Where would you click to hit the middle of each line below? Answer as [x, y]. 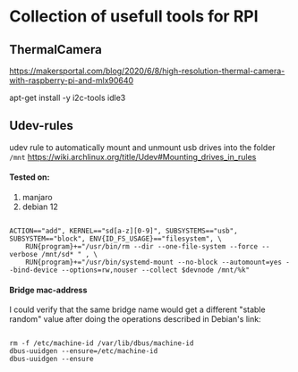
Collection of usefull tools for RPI [134, 17]
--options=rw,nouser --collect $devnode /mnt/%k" [156, 270]
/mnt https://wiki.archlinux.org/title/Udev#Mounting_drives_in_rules [133, 156]
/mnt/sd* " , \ [70, 255]
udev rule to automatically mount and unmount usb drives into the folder [142, 147]
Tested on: [30, 177]
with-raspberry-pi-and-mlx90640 [72, 80]
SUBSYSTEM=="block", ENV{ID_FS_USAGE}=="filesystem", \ [115, 239]
